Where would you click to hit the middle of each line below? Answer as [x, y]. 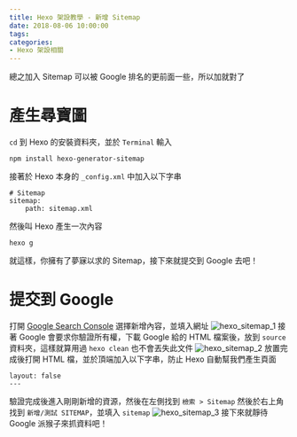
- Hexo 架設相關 [36, 51]
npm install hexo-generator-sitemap [77, 159]
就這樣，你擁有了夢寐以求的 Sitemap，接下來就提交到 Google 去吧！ [134, 261]
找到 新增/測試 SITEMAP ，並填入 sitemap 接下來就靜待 [139, 412]
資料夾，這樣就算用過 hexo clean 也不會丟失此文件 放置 [145, 348]
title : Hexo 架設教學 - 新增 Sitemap [75, 17]
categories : [31, 42]
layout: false [35, 376]
